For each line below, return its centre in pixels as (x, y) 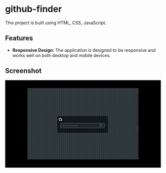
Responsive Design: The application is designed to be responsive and (84, 50)
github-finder (34, 9)
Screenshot (23, 71)
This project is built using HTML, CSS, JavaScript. (56, 23)
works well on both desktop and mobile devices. (62, 55)
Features (19, 38)
